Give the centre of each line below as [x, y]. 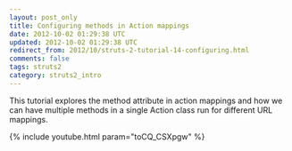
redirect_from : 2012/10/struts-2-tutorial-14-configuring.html [129, 51]
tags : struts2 [36, 68]
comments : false [39, 59]
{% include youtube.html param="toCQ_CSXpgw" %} [107, 136]
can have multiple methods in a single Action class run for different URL [141, 110]
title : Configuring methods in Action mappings [100, 26]
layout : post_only [43, 17]
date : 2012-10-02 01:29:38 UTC [67, 34]
